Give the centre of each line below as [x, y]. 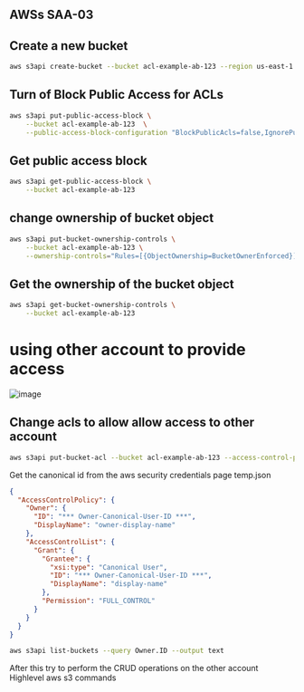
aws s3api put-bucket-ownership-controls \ [93, 239]
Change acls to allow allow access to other [132, 423]
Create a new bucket [69, 46]
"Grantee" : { [66, 559]
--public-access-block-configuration [97, 132]
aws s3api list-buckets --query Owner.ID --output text [117, 651]
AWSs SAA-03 [52, 15]
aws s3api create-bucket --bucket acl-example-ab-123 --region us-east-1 [152, 67]
